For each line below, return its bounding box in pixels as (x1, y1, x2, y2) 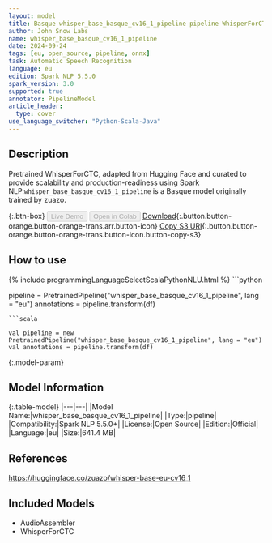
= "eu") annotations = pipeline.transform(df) (8, 299, 156, 309)
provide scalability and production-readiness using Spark (8, 177, 200, 187)
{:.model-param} (8, 357, 65, 367)
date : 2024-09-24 (8, 42, 67, 50)
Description (8, 148, 69, 161)
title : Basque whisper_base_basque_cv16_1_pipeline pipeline (8, 19, 219, 28)
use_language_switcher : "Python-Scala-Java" (8, 118, 161, 126)
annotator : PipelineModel (8, 95, 96, 103)
